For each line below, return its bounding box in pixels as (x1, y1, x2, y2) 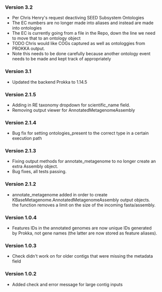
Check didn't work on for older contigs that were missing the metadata (12, 253, 153, 259)
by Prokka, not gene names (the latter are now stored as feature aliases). (12, 230, 157, 236)
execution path (12, 135, 42, 141)
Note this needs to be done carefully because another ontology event (12, 51, 151, 57)
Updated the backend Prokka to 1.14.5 (12, 79, 88, 85)
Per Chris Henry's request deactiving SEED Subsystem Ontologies (12, 15, 144, 21)
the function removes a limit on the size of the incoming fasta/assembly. (12, 202, 156, 208)
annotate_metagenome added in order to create (12, 191, 108, 197)
